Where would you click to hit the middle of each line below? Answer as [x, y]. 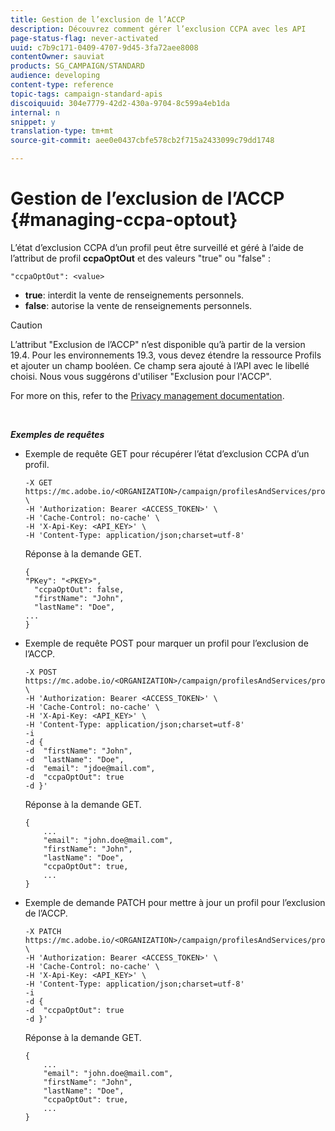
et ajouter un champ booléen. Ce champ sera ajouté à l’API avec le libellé [160, 365]
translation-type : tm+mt [62, 131]
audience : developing [55, 76]
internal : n [35, 112]
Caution [26, 325]
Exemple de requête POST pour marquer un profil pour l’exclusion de [166, 643]
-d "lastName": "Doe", [74, 759]
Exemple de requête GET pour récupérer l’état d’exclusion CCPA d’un [167, 453]
